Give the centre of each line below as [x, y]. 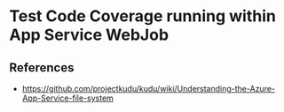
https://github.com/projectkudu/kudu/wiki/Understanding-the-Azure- [149, 89]
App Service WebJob [89, 35]
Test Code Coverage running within [143, 16]
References [42, 67]
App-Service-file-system [67, 98]
